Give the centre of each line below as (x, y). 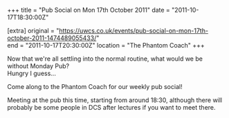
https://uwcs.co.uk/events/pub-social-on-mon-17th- (134, 31)
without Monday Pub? (38, 66)
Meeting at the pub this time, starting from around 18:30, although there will (115, 100)
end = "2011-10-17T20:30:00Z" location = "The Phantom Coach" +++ (106, 45)
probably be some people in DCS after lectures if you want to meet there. (111, 107)
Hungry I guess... (32, 73)
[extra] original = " (33, 31)
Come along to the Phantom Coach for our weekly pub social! (95, 87)
